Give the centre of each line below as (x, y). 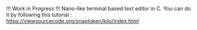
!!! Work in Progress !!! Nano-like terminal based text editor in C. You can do (99, 9)
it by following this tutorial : (39, 15)
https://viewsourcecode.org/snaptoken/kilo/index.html (73, 21)
